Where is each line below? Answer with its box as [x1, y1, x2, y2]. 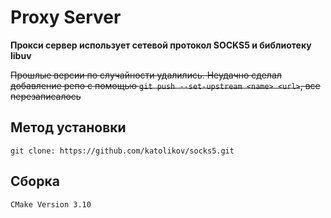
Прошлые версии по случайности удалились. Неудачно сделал [10, 69, 282, 81]
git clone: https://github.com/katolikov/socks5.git [10, 146, 235, 156]
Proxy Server [10, 6, 122, 29]
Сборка [10, 173, 60, 190]
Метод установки [10, 119, 127, 136]
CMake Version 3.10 [10, 199, 92, 210]
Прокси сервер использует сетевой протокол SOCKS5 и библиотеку [10, 39, 312, 51]
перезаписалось [10, 90, 82, 102]
